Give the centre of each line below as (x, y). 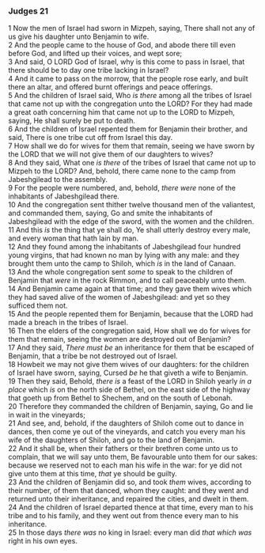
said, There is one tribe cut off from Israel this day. (90, 138)
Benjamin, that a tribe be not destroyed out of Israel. (93, 356)
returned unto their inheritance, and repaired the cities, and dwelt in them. (129, 499)
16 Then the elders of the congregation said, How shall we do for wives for (130, 331)
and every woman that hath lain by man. (74, 238)
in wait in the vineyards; (47, 415)
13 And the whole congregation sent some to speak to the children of (121, 272)
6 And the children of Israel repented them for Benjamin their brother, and (128, 129)
